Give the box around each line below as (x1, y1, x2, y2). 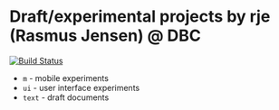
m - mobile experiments (22, 72, 109, 83)
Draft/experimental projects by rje (9, 6, 271, 27)
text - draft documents (22, 92, 110, 103)
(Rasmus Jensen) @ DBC (9, 25, 202, 46)
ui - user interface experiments (22, 82, 140, 93)
